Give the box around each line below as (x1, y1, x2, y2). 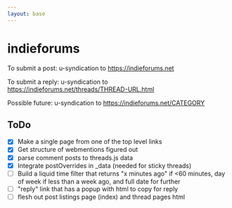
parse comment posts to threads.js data (17, 153, 134, 162)
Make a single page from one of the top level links (17, 138, 162, 146)
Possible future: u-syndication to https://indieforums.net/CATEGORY (7, 98, 205, 107)
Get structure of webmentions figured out (17, 145, 138, 154)
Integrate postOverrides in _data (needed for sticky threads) (17, 161, 192, 169)
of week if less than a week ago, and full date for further (17, 177, 181, 186)
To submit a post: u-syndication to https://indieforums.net (7, 64, 174, 72)
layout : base (7, 10, 46, 18)
